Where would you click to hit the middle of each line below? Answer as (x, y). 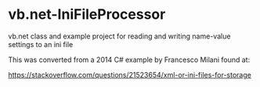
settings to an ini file (41, 44)
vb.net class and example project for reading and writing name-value (119, 36)
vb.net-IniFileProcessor (87, 14)
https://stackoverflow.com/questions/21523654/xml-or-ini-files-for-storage (130, 74)
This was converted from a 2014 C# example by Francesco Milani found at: (129, 60)
